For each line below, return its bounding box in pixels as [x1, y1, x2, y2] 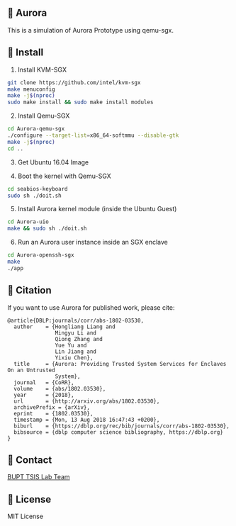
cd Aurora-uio [7, 218, 50, 225]
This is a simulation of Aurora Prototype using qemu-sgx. [7, 26, 174, 34]
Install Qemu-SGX [17, 111, 70, 121]
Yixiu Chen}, [55, 354, 94, 362]
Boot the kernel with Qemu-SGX [17, 172, 111, 180]
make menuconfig [7, 86, 55, 93]
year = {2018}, [13, 391, 74, 398]
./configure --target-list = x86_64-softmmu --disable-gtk [7, 132, 179, 139]
